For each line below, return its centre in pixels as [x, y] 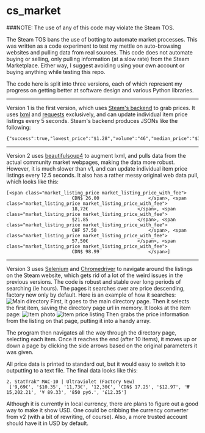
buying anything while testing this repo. [56, 72]
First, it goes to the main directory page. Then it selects [120, 301]
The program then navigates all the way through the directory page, [92, 332]
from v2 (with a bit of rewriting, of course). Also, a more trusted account [97, 416]
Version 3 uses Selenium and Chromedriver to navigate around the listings [100, 268]
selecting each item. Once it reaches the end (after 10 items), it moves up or [102, 339]
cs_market [34, 11]
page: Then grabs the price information [98, 314]
